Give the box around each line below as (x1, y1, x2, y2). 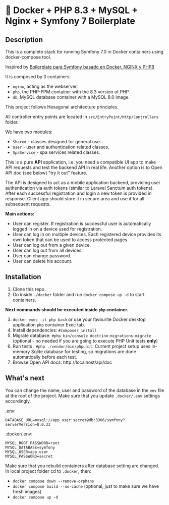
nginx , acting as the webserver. (12, 83, 78, 89)
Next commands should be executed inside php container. (5, 306, 129, 312)
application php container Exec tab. (12, 321, 85, 327)
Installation (5, 272, 41, 282)
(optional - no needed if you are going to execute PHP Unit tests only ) (12, 338, 158, 344)
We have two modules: (5, 129, 53, 135)
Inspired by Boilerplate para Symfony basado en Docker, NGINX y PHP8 (5, 64, 155, 70)
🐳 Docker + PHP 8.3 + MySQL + (5, 5, 138, 16)
